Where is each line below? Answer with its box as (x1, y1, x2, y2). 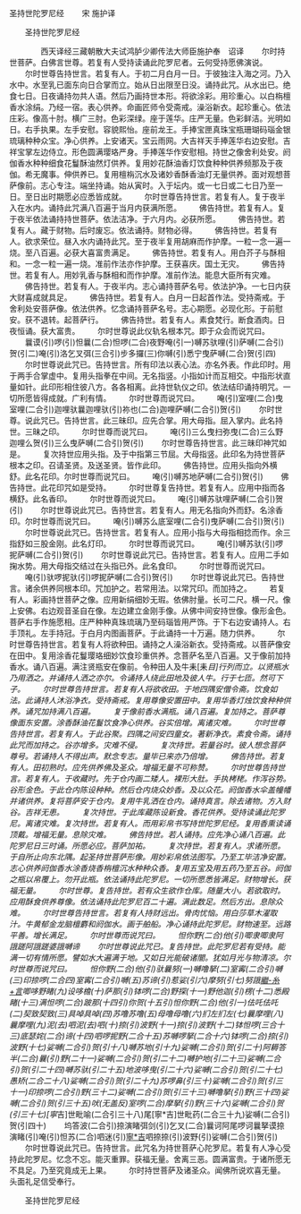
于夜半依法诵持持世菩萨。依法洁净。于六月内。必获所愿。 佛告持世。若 (9, 214, 286, 224)
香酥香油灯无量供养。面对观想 (172, 169, 283, 179)
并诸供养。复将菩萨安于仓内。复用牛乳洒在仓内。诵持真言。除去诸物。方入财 (9, 796, 291, 806)
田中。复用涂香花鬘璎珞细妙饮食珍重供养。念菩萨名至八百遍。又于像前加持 (16, 650, 291, 661)
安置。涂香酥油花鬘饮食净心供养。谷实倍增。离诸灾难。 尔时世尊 (32, 717, 286, 728)
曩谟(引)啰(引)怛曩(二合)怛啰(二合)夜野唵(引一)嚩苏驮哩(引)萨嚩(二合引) (24, 337, 284, 347)
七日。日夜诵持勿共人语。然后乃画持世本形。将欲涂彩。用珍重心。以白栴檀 (16, 90, 291, 101)
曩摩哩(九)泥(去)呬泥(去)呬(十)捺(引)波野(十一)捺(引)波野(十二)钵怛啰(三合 (9, 1020, 277, 1030)
